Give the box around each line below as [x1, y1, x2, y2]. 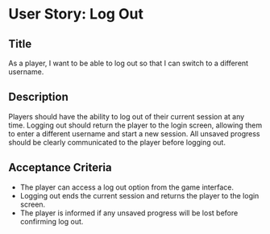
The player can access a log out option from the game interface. [19, 182, 234, 192]
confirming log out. [19, 216, 84, 226]
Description [8, 90, 69, 104]
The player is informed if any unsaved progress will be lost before [19, 207, 239, 218]
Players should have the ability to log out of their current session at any [8, 111, 245, 121]
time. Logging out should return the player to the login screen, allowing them [8, 120, 263, 130]
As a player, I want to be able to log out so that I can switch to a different [8, 58, 248, 68]
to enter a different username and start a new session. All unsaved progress [8, 128, 260, 138]
